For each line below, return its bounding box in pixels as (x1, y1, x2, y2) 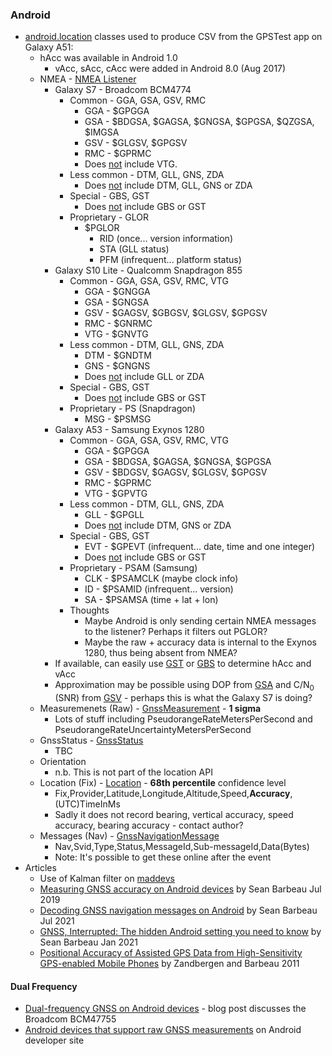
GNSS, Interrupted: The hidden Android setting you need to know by (39, 926, 322, 938)
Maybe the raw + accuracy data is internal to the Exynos (84, 636, 317, 648)
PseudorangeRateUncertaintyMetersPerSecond (54, 724, 252, 736)
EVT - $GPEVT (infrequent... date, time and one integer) (84, 541, 316, 553)
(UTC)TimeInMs (54, 798, 121, 810)
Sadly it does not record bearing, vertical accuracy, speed (54, 809, 294, 821)
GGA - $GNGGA (84, 286, 151, 298)
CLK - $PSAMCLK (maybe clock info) (84, 573, 239, 585)
